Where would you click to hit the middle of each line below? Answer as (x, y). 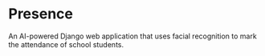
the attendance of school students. (66, 44)
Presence (41, 14)
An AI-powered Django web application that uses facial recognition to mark (132, 36)
